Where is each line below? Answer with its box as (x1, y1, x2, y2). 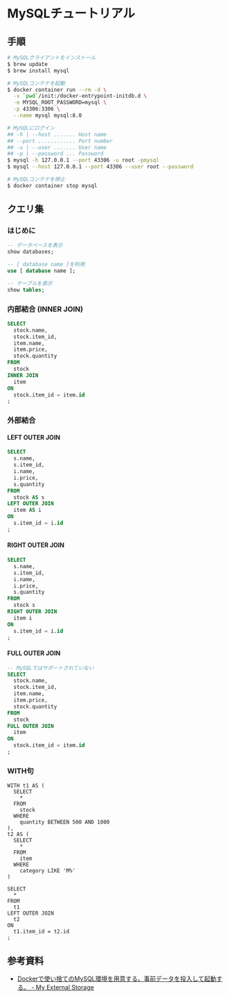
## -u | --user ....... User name (7, 144, 107, 151)
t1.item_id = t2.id (13, 928, 70, 935)
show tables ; (7, 286, 45, 293)
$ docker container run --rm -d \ (7, 86, 107, 93)
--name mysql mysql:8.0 (13, 112, 82, 119)
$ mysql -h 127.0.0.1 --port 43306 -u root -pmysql (7, 157, 159, 164)
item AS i (13, 507, 42, 514)
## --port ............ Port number (7, 138, 113, 144)
